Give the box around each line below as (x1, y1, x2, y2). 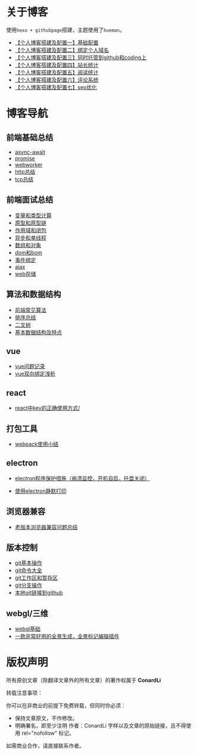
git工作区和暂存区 (14, 574, 58, 582)
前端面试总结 (6, 195, 54, 205)
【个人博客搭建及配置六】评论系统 (14, 76, 99, 83)
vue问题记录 (14, 363, 46, 370)
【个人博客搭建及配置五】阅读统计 (14, 69, 99, 76)
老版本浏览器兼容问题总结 (14, 523, 78, 530)
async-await (14, 148, 46, 156)
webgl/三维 (6, 608, 49, 619)
